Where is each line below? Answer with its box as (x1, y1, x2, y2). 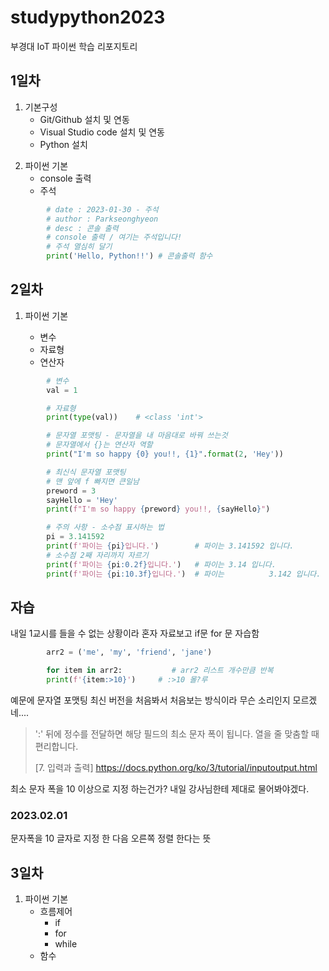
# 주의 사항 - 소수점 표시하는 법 (46, 522, 165, 533)
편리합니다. (34, 741, 79, 752)
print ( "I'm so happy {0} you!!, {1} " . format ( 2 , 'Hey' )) (46, 449, 284, 460)
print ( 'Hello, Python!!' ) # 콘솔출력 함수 (46, 251, 213, 261)
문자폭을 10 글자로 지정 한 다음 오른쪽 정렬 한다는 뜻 (10, 832, 212, 845)
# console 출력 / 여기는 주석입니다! (46, 232, 183, 243)
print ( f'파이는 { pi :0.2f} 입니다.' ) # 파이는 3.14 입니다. (46, 559, 277, 570)
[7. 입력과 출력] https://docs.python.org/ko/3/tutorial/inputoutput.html (34, 762, 318, 773)
